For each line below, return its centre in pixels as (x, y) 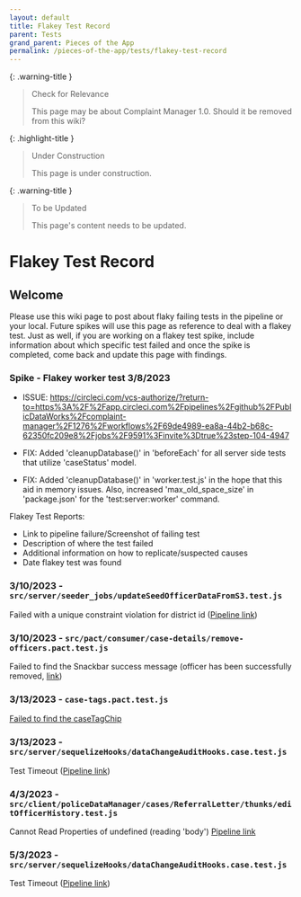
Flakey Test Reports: (47, 517)
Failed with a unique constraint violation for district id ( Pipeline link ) (133, 614)
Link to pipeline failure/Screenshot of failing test (111, 534)
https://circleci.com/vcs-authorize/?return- (129, 397)
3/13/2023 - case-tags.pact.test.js (89, 699)
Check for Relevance (70, 94)
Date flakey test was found (72, 563)
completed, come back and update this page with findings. (118, 355)
